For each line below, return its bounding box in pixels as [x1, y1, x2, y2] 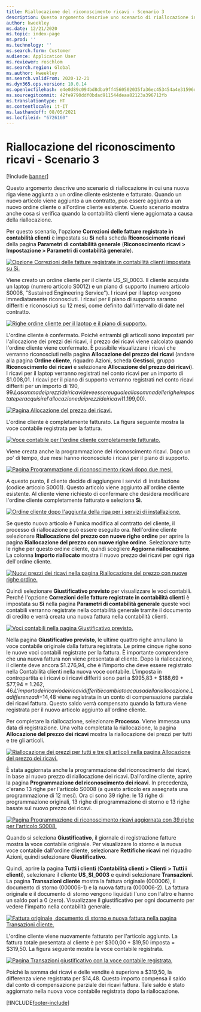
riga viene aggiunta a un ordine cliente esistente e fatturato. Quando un [6, 191, 182, 198]
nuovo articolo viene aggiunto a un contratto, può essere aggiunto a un [6, 197, 181, 204]
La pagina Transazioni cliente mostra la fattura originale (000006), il [6, 878, 176, 885]
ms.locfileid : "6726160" [6, 114, 68, 120]
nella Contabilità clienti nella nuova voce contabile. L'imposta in [6, 668, 162, 675]
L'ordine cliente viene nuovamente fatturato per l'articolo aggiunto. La [6, 932, 178, 940]
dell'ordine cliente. [6, 558, 52, 565]
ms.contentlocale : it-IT [6, 103, 68, 110]
